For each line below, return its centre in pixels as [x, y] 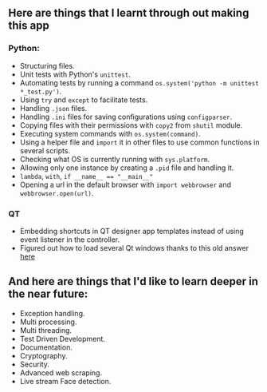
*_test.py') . [41, 91]
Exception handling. [52, 313]
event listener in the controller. [70, 240]
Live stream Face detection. [65, 381]
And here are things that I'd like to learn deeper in [133, 281]
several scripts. [45, 150]
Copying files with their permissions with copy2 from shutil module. [131, 125]
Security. [35, 364]
